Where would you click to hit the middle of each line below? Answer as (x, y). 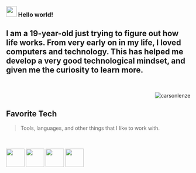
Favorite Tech (32, 114)
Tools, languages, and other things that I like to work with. (90, 128)
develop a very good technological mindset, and (96, 61)
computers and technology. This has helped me (95, 52)
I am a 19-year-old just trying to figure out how (92, 34)
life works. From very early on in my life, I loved (94, 43)
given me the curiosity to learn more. (75, 70)
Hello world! (36, 15)
